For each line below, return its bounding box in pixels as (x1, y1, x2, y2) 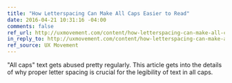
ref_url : (7, 29, 32, 36)
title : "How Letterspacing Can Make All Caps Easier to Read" (7, 10, 190, 17)
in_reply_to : (7, 36, 45, 43)
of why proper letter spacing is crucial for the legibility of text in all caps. (7, 68, 213, 76)
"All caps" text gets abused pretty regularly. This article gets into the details (7, 61, 222, 69)
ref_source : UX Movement (7, 42, 79, 49)
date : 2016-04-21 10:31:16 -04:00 (7, 16, 107, 23)
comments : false (7, 23, 54, 29)
